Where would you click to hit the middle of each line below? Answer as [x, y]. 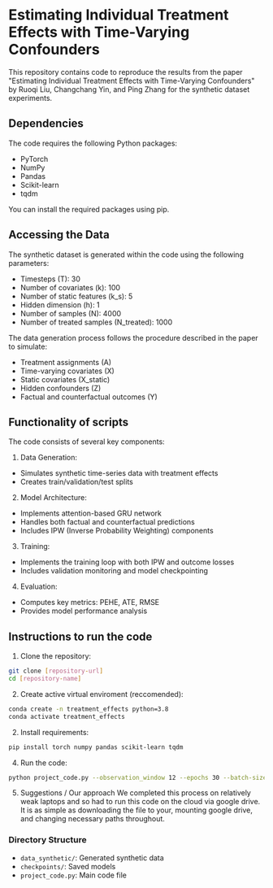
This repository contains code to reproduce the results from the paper [126, 72]
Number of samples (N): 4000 [71, 313]
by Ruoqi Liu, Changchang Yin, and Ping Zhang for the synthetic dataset [129, 89]
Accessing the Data [59, 235]
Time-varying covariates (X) [67, 371]
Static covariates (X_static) [65, 379]
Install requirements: [54, 732]
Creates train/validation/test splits [77, 482]
